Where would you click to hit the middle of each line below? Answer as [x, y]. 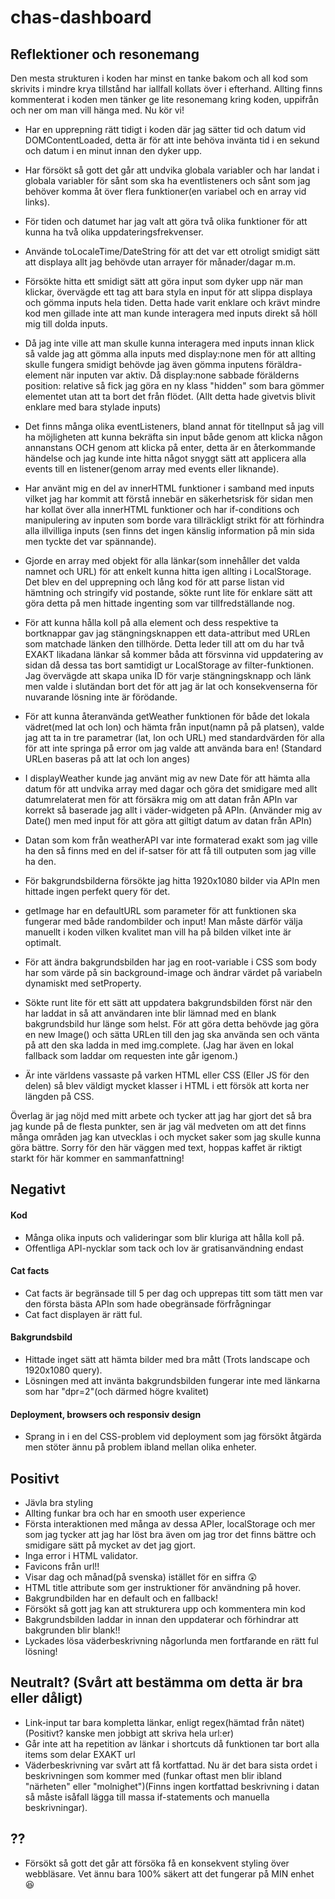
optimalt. [43, 942]
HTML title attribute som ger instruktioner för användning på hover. [163, 1588]
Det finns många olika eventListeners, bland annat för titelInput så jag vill [174, 426]
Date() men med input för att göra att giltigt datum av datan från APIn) [168, 820]
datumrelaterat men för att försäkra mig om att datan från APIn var [161, 799]
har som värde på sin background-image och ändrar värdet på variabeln [173, 972]
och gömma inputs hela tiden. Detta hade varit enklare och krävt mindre [172, 302]
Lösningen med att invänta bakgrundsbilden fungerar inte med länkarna [172, 1380]
